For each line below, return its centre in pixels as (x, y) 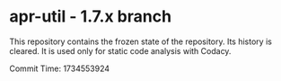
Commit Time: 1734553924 (60, 68)
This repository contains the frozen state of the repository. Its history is (140, 41)
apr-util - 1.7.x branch (91, 17)
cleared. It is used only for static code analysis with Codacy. (120, 50)
